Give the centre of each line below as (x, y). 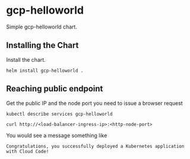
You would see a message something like (57, 135)
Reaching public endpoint (55, 89)
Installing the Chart (42, 45)
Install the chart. (26, 59)
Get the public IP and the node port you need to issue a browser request (94, 103)
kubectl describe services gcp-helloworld (59, 114)
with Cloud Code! (28, 151)
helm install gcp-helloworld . (45, 71)
